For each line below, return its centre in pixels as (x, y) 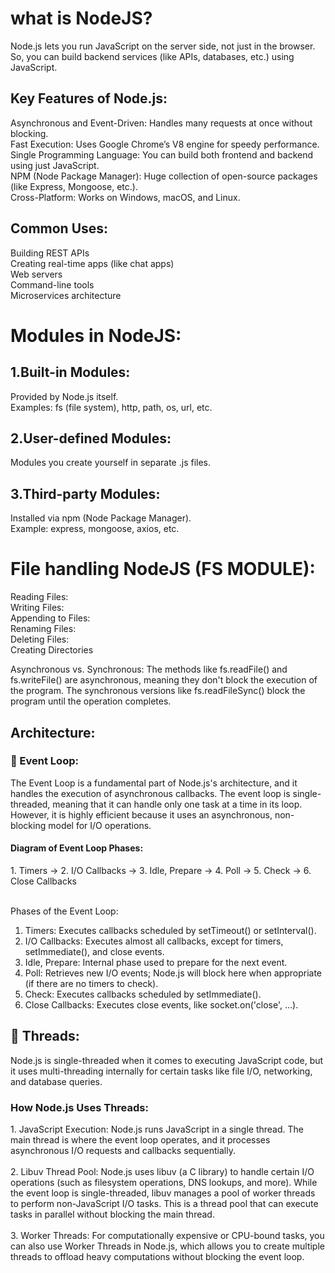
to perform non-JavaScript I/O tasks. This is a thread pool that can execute (164, 1204)
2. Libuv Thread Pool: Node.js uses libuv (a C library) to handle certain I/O (162, 1172)
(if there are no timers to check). (91, 984)
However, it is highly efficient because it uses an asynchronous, (141, 814)
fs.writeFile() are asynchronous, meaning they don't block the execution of (164, 680)
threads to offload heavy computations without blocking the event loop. (157, 1257)
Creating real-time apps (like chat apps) (92, 263)
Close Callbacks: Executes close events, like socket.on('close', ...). (161, 1005)
